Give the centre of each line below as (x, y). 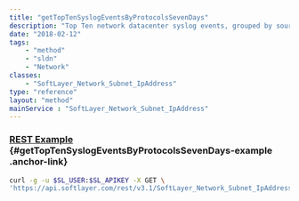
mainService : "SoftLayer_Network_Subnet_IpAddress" (109, 109)
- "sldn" (41, 59)
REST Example (41, 140)
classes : (25, 76)
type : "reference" (43, 92)
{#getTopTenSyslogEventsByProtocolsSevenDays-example (141, 150)
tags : (19, 42)
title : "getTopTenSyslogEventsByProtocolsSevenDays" (109, 17)
